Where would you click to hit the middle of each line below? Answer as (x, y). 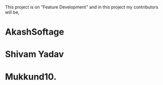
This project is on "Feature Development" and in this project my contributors (82, 7)
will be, (12, 12)
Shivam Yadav (35, 54)
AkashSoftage (35, 32)
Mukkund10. (31, 76)
